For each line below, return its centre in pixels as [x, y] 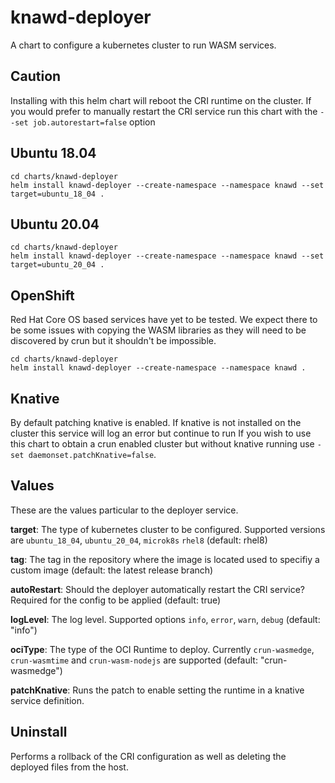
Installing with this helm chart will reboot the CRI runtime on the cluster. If [161, 100]
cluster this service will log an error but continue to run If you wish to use [161, 433]
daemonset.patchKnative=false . [92, 454]
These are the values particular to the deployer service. [124, 510]
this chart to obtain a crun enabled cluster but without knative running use [162, 444]
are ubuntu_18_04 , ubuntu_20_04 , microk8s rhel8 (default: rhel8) [139, 540]
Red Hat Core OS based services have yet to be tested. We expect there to [164, 320]
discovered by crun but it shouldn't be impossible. [113, 341]
